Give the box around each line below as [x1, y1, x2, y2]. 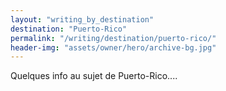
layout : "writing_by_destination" [10, 14, 155, 25]
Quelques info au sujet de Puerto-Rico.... [10, 70, 178, 82]
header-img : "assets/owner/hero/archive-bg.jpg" [10, 42, 217, 53]
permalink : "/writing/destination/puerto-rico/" [10, 33, 217, 43]
